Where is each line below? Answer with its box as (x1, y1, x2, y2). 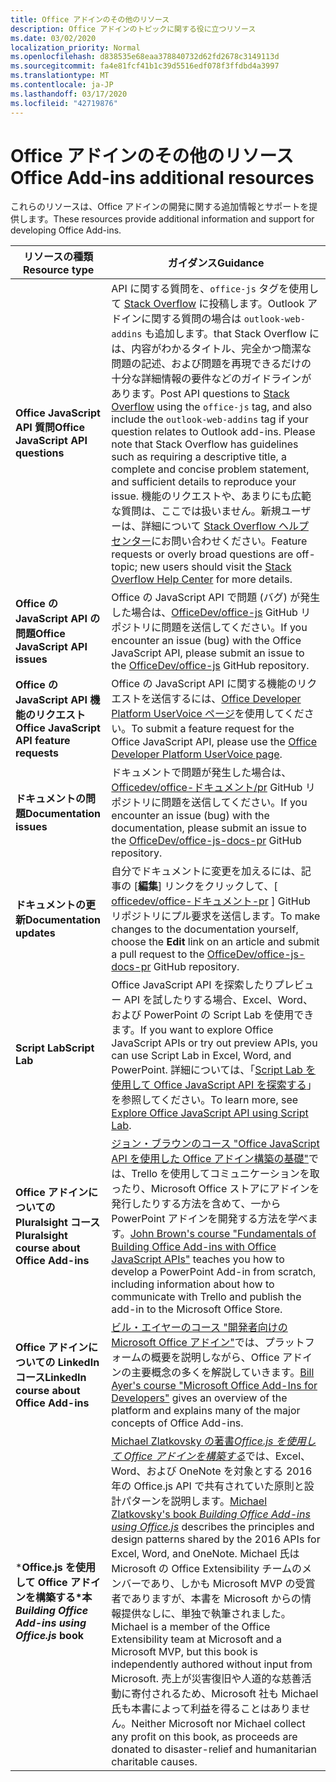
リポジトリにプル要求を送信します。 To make (111, 909, 321, 923)
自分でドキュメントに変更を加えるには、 (111, 864, 302, 878)
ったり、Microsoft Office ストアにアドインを (111, 1182, 320, 1196)
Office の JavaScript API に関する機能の (111, 677, 298, 691)
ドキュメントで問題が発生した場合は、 (111, 766, 292, 780)
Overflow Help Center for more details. (111, 572, 293, 586)
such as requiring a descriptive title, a (111, 450, 288, 464)
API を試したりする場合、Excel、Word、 (123, 993, 313, 1007)
